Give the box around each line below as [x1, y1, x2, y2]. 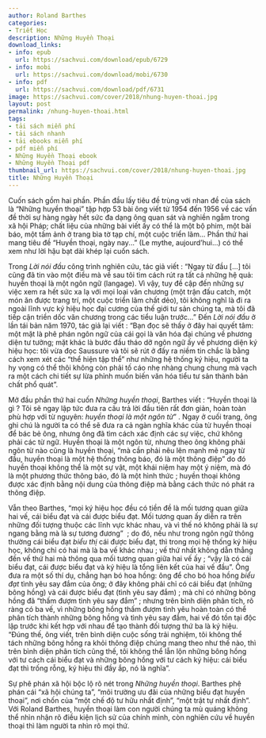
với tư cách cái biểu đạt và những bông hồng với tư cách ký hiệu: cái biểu [8, 655, 248, 664]
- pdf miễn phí [8, 144, 59, 152]
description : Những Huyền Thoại [8, 33, 115, 42]
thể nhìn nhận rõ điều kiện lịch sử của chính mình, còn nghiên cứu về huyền [8, 712, 255, 722]
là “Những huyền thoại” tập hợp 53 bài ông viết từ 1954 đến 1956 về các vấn [8, 204, 257, 213]
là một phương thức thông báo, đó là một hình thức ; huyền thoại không [8, 471, 241, 480]
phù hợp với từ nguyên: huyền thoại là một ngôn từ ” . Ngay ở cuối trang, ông [8, 412, 257, 421]
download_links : [8, 41, 62, 49]
